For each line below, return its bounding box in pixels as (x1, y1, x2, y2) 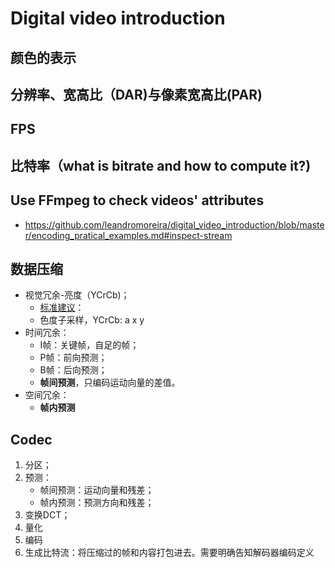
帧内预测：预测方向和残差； (39, 497, 155, 509)
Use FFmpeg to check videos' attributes (10, 192, 265, 209)
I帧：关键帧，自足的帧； (39, 339, 140, 351)
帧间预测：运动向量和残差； (39, 484, 155, 496)
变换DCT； (24, 509, 71, 521)
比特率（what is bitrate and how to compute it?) (10, 157, 312, 174)
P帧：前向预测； (39, 352, 108, 364)
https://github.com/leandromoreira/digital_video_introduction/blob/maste (24, 218, 325, 231)
